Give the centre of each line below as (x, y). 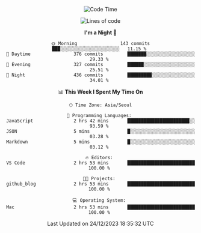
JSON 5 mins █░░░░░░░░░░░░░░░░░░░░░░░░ (100, 132)
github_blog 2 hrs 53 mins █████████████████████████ (100, 184)
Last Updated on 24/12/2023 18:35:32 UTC (100, 223)
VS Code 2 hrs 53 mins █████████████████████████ (100, 163)
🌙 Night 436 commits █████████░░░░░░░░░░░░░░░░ (100, 75)
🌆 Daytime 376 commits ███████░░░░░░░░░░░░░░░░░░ (100, 54)
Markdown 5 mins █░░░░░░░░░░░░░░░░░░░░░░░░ (100, 142)
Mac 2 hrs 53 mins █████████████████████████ (100, 207)
